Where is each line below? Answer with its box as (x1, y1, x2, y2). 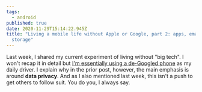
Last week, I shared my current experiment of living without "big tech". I (6, 54, 184, 60)
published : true (6, 20, 47, 26)
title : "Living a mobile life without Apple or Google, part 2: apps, (6, 31, 187, 37)
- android (11, 14, 36, 20)
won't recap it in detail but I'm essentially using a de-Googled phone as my (6, 60, 192, 67)
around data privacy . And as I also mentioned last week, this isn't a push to (6, 73, 194, 79)
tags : (6, 8, 20, 15)
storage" (11, 37, 34, 43)
